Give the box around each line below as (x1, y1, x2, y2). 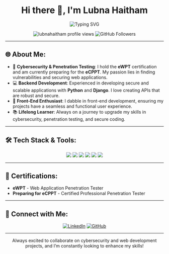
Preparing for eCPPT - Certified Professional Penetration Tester (12, 191, 146, 197)
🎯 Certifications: (5, 172, 58, 180)
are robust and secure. (12, 93, 60, 99)
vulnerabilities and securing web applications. (12, 74, 108, 80)
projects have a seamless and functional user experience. (12, 103, 132, 109)
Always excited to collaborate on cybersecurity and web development (12, 237, 157, 243)
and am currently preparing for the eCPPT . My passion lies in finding (12, 69, 155, 75)
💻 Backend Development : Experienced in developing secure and (12, 80, 149, 86)
